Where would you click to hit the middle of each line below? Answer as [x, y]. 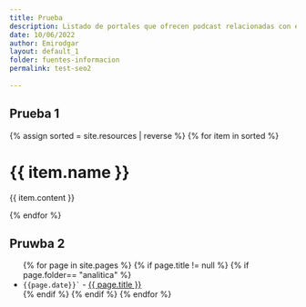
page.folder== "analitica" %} [77, 275]
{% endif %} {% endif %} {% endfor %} [97, 294]
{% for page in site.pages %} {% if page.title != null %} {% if [136, 265]
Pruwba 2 [37, 243]
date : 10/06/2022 [42, 35]
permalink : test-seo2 [51, 69]
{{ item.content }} [42, 197]
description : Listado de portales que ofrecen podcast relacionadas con [150, 26]
